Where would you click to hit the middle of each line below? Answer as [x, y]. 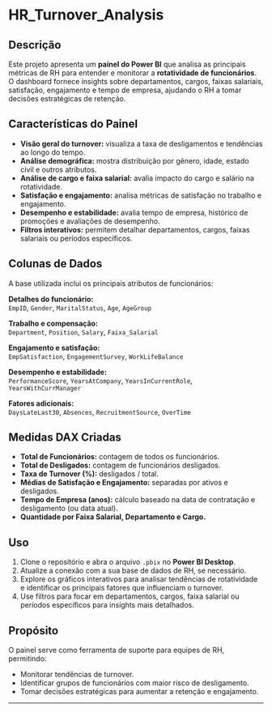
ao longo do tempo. [53, 152]
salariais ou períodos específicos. [76, 238]
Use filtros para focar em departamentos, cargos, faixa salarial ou [130, 596]
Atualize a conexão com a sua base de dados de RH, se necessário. [133, 571]
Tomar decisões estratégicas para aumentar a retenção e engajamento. [139, 692]
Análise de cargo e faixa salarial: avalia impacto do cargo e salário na [137, 178]
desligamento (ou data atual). [69, 509]
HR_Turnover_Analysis [86, 15]
